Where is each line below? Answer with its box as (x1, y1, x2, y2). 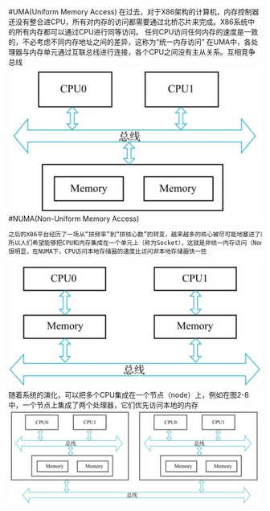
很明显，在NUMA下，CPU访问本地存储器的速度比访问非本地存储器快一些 (8, 247, 207, 255)
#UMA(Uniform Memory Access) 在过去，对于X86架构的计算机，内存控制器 (8, 7, 260, 16)
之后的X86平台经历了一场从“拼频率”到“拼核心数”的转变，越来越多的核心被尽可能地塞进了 (8, 230, 261, 239)
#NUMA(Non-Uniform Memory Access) (8, 214, 140, 223)
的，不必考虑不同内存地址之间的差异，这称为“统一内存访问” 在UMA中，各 (8, 37, 252, 47)
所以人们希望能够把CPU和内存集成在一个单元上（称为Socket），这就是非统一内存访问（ (8, 239, 253, 247)
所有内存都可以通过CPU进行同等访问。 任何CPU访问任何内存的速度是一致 (14, 27, 259, 36)
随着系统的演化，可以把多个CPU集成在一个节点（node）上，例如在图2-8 (8, 390, 249, 399)
